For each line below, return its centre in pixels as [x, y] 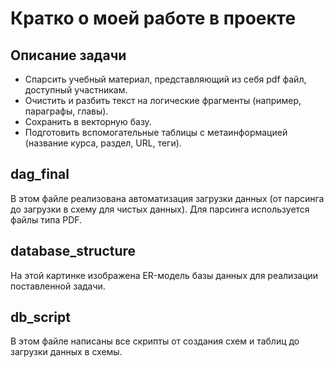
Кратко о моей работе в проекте [153, 18]
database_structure [73, 251]
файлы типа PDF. [46, 219]
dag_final [40, 174]
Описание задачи [68, 55]
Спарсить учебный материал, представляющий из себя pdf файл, [165, 79]
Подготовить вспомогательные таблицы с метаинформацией [156, 132]
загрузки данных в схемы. [66, 352]
